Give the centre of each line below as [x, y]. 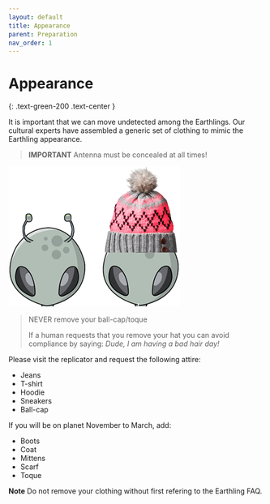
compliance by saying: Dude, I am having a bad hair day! [124, 344]
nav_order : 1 [30, 43]
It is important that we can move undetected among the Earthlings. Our [127, 122]
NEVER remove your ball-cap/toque [88, 319]
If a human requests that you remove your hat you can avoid [129, 335]
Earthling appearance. [45, 139]
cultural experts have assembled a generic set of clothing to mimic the [126, 130]
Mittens [33, 459]
